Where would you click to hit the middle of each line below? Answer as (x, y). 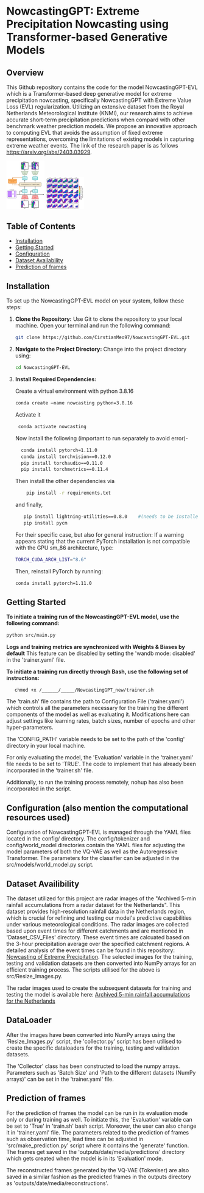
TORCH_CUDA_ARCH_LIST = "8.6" (51, 559)
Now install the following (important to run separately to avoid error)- (102, 438)
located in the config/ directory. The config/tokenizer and (78, 839)
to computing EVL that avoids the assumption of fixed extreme (85, 133)
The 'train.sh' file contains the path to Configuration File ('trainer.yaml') (95, 701)
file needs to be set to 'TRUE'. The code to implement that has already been (101, 764)
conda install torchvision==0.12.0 (66, 457)
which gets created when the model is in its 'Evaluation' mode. (85, 1158)
